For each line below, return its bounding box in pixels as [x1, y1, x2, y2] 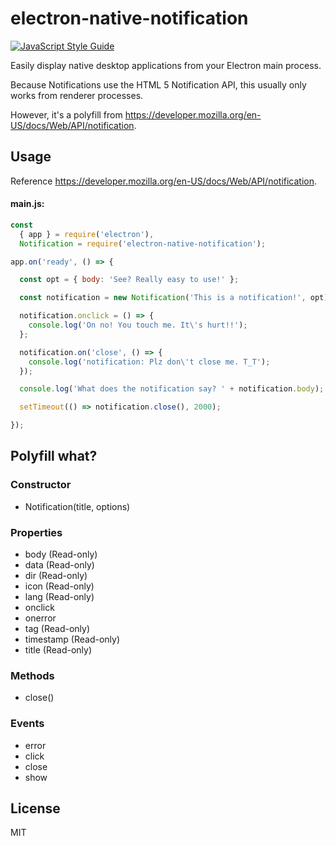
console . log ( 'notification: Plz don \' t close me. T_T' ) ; [28, 357, 271, 367]
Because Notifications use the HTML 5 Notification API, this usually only [10, 78, 307, 91]
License [10, 800, 61, 817]
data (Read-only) [24, 559, 95, 571]
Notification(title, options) [24, 500, 131, 512]
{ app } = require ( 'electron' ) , [19, 229, 155, 239]
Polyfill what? [10, 448, 98, 465]
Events [10, 717, 45, 731]
